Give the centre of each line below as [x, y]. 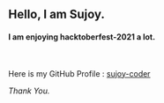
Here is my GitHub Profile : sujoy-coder [79, 73]
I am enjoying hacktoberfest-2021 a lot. [82, 37]
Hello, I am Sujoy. [56, 15]
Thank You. [29, 91]
